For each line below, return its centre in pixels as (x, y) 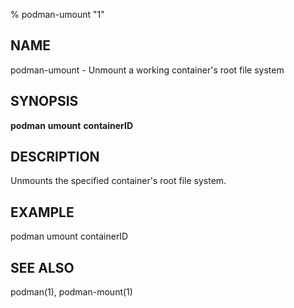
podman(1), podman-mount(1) (71, 292)
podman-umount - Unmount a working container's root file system (147, 70)
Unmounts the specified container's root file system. (118, 181)
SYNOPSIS (44, 101)
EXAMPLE (42, 212)
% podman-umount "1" (57, 14)
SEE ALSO (42, 267)
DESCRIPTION (55, 157)
